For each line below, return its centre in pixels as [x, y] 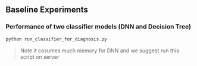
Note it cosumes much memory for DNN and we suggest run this [99, 51]
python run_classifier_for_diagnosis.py [57, 39]
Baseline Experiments [47, 10]
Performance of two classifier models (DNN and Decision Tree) [98, 27]
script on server [40, 56]
